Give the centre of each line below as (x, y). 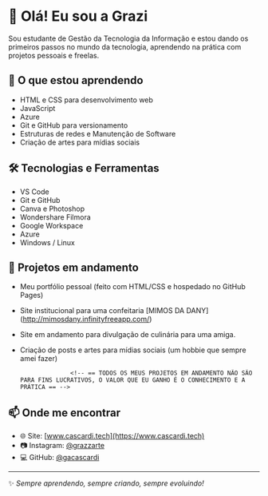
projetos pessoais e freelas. (54, 55)
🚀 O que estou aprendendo (76, 80)
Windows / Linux (47, 242)
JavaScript (37, 108)
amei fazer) (39, 359)
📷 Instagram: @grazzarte (62, 446)
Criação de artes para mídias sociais (80, 142)
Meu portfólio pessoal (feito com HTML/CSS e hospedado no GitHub (132, 287)
